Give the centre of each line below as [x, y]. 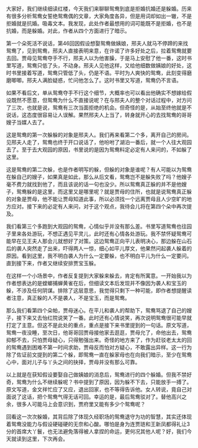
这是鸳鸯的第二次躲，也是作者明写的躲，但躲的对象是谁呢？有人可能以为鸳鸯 [99, 169]
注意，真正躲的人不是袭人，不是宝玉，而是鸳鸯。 [70, 298]
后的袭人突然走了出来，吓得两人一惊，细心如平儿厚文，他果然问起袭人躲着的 [99, 248]
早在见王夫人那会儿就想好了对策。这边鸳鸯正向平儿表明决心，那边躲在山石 [101, 241]
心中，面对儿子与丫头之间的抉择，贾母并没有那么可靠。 [73, 362]
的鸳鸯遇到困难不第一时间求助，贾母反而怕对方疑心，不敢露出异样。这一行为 [99, 347]
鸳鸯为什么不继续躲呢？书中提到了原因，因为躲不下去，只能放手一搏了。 [104, 382]
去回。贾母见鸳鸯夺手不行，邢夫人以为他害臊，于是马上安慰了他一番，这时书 [99, 58]
